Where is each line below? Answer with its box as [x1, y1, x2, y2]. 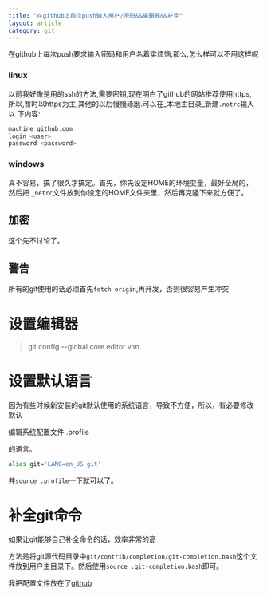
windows [8, 159, 45, 170]
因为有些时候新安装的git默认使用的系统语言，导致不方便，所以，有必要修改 [8, 401, 254, 410]
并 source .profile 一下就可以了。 [8, 476, 118, 485]
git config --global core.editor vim [27, 342, 139, 352]
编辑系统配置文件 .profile [8, 428, 90, 437]
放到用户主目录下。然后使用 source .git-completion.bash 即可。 [14, 561, 224, 570]
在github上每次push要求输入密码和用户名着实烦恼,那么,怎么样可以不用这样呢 [8, 49, 259, 59]
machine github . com [8, 124, 73, 132]
